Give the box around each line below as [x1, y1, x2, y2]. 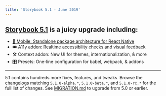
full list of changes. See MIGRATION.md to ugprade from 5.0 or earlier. [5, 85, 149, 91]
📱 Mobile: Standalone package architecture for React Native [12, 38, 134, 44]
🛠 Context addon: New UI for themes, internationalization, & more [12, 51, 147, 57]
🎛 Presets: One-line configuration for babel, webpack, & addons [12, 59, 144, 64]
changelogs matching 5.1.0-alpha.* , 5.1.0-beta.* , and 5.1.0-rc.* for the [5, 80, 157, 86]
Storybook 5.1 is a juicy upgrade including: [5, 26, 138, 34]
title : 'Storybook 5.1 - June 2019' [5, 7, 81, 12]
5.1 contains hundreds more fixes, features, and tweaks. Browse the [5, 75, 143, 81]
